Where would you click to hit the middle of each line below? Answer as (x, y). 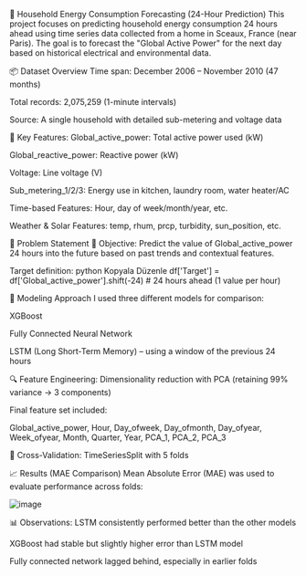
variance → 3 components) (60, 392)
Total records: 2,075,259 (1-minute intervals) (93, 102)
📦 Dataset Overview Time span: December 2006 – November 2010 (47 (144, 71)
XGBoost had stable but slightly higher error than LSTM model (127, 544)
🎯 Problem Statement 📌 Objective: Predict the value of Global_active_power (151, 243)
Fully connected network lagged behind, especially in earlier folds (133, 561)
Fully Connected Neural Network (71, 334)
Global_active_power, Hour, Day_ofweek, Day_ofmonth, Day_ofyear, (136, 428)
